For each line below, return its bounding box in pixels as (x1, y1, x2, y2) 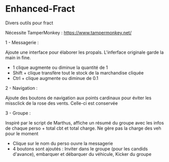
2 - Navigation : (5, 85, 38, 91)
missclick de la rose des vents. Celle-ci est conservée (5, 100, 118, 106)
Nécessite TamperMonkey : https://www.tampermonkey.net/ (5, 29, 132, 35)
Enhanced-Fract (5, 3, 75, 15)
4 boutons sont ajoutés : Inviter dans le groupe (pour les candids (12, 145, 148, 152)
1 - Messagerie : (5, 39, 39, 46)
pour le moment (5, 130, 39, 137)
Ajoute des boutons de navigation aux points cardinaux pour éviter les (5, 95, 152, 101)
